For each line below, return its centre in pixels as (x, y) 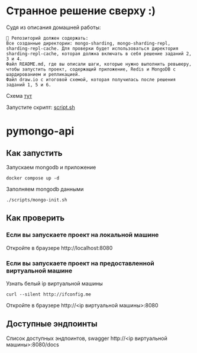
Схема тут (19, 95)
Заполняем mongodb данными (45, 189)
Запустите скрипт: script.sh (41, 107)
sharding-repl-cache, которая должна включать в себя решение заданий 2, (99, 54)
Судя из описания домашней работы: (54, 27)
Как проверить (35, 218)
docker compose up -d (33, 178)
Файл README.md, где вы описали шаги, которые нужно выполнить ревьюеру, (99, 64)
